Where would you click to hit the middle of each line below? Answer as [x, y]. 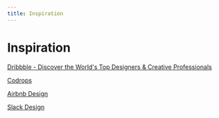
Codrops [20, 80]
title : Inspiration [35, 13]
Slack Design [26, 107]
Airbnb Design [28, 93]
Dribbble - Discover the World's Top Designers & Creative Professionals [110, 67]
